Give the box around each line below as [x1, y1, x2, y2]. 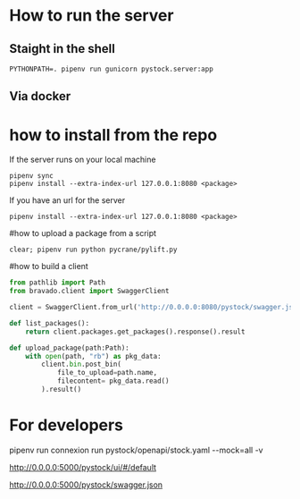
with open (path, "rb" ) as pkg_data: [25, 351, 162, 360]
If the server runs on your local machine [9, 154, 156, 165]
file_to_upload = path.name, [56, 368, 158, 377]
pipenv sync [9, 172, 54, 181]
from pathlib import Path [9, 278, 105, 287]
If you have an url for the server [9, 195, 126, 206]
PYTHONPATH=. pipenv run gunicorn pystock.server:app [9, 64, 214, 73]
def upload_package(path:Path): [9, 343, 129, 352]
